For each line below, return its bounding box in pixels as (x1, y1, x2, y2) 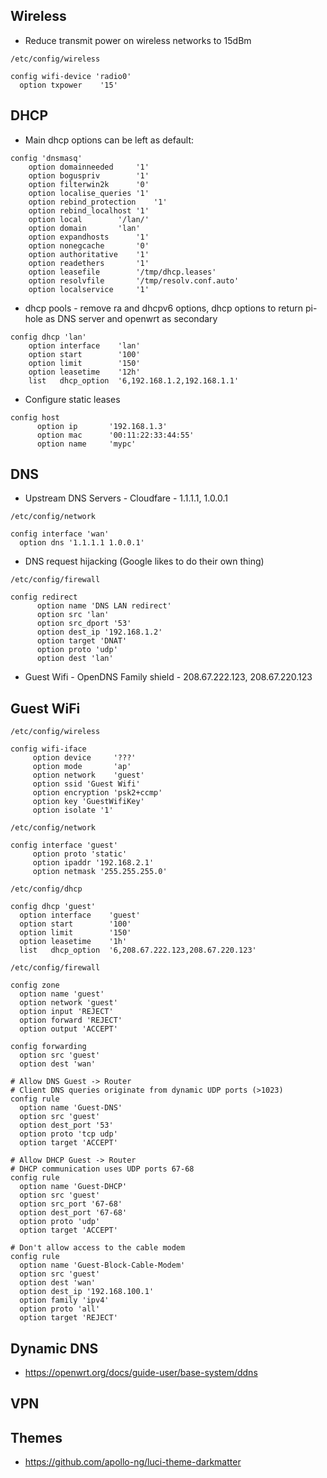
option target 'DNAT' (36, 636, 128, 646)
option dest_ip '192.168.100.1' (19, 1287, 155, 1297)
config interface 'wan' (10, 529, 110, 539)
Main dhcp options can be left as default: (24, 134, 195, 146)
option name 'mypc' (36, 439, 137, 449)
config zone (10, 980, 60, 991)
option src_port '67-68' (19, 1199, 123, 1209)
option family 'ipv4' (19, 1295, 110, 1306)
